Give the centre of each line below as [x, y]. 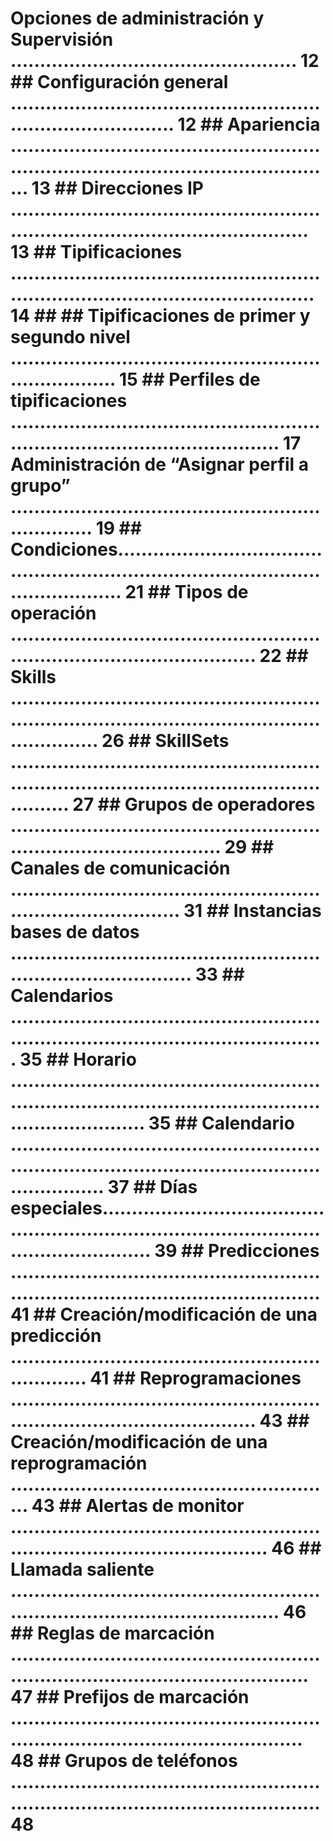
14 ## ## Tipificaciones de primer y [160, 316]
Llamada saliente [82, 1569]
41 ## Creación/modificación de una [164, 1314]
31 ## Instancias [252, 911]
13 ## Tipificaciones [96, 252]
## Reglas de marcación [112, 1633]
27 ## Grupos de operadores [194, 804]
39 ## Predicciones [237, 1251]
